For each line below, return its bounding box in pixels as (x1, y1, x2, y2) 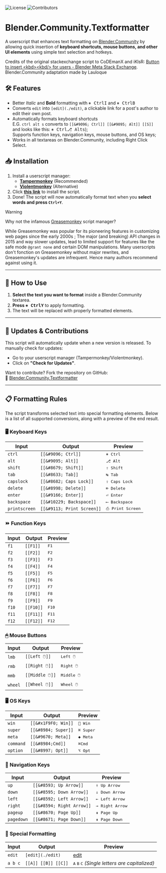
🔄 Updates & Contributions (5, 327, 89, 335)
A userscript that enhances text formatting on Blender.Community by (5, 38, 145, 44)
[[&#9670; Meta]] (30, 734, 71, 740)
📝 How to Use (5, 279, 47, 287)
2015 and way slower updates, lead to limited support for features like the (5, 238, 155, 244)
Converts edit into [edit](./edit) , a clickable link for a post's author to (12, 105, 159, 111)
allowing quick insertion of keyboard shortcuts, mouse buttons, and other (5, 44, 158, 50)
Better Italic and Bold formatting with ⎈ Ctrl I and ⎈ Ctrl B (12, 100, 135, 106)
